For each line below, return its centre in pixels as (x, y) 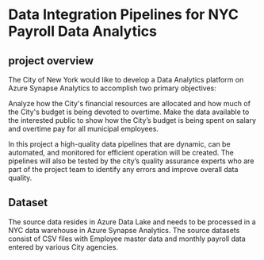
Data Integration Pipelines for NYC (124, 15)
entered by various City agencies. (63, 247)
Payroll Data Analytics (82, 31)
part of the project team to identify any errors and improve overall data (123, 169)
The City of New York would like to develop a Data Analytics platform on (126, 80)
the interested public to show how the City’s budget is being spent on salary (132, 120)
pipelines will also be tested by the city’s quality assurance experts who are (131, 161)
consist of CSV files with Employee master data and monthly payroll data (127, 239)
